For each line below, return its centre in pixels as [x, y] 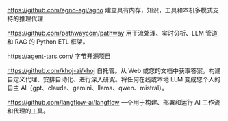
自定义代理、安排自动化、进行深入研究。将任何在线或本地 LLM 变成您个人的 [114, 79]
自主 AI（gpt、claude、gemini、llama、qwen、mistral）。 [88, 88]
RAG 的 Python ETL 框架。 [52, 42]
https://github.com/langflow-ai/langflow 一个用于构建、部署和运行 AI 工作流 [114, 102]
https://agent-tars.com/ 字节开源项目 [59, 56]
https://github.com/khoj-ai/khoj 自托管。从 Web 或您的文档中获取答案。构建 [114, 71]
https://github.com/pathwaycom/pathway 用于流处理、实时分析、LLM [105, 33]
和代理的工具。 [28, 111]
